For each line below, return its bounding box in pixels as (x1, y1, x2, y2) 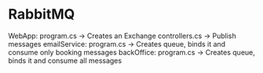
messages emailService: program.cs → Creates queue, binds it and (8, 39, 226, 48)
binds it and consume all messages (8, 56, 122, 65)
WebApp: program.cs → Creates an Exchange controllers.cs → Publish (8, 31, 237, 40)
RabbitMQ (8, 5, 75, 23)
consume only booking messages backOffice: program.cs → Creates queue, (8, 47, 255, 57)
